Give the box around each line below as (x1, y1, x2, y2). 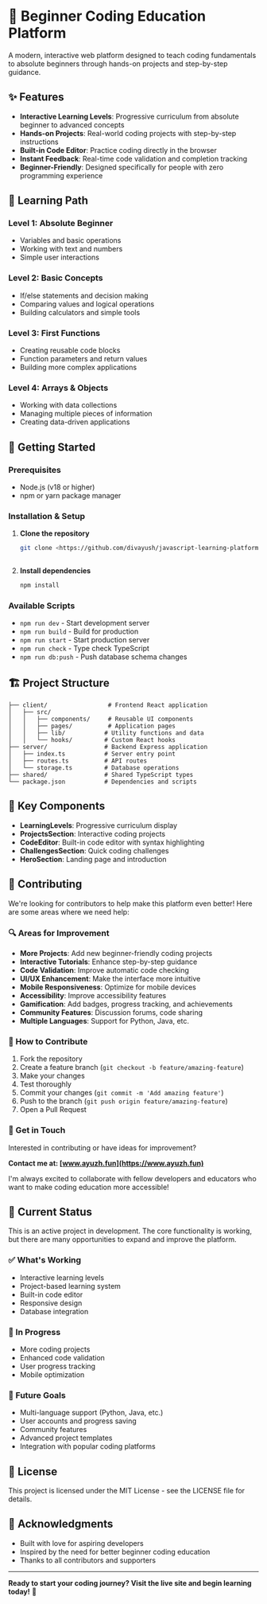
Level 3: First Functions (8, 327, 101, 338)
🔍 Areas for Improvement (8, 927, 110, 939)
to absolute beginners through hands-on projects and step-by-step (8, 59, 228, 68)
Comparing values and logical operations (19, 299, 155, 309)
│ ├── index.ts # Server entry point (8, 750, 176, 759)
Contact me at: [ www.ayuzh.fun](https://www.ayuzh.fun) (8, 1158, 204, 1168)
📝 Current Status (8, 1205, 93, 1219)
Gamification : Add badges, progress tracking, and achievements (19, 999, 233, 1009)
